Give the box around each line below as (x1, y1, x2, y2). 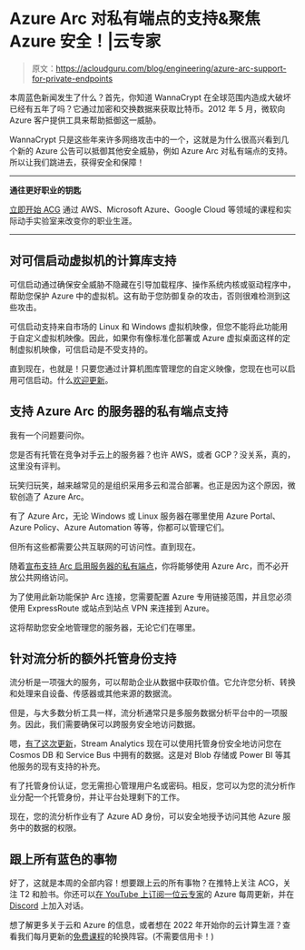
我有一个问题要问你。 (9, 430, 89, 440)
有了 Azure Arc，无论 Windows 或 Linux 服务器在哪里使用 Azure (9, 510, 249, 521)
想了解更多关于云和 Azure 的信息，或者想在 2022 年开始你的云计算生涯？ (9, 920, 283, 931)
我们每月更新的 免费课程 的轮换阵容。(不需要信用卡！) (16, 931, 215, 942)
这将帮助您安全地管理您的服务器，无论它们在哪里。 (9, 622, 201, 632)
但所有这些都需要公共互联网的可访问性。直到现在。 (9, 541, 201, 551)
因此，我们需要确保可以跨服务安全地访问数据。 (25, 719, 201, 730)
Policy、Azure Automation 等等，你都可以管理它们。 (33, 521, 230, 532)
